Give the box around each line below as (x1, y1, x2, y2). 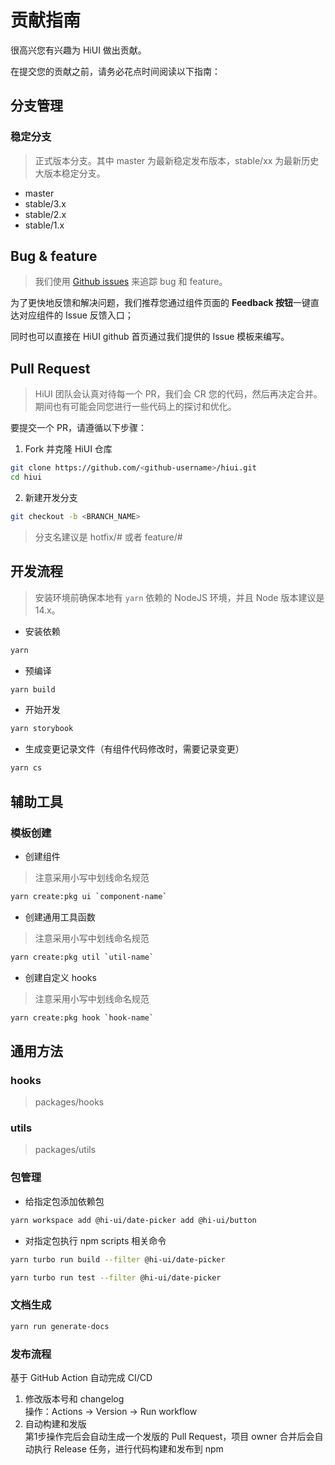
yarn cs (10, 763, 43, 773)
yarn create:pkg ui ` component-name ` (10, 891, 168, 901)
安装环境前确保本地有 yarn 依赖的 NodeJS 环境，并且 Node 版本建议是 (34, 591, 325, 603)
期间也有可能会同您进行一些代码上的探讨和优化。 (34, 401, 237, 413)
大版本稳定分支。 (34, 167, 106, 179)
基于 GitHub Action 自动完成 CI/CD (10, 1371, 153, 1383)
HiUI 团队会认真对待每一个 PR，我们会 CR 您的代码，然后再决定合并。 (34, 388, 323, 400)
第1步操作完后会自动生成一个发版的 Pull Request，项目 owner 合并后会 (24, 1430, 315, 1442)
